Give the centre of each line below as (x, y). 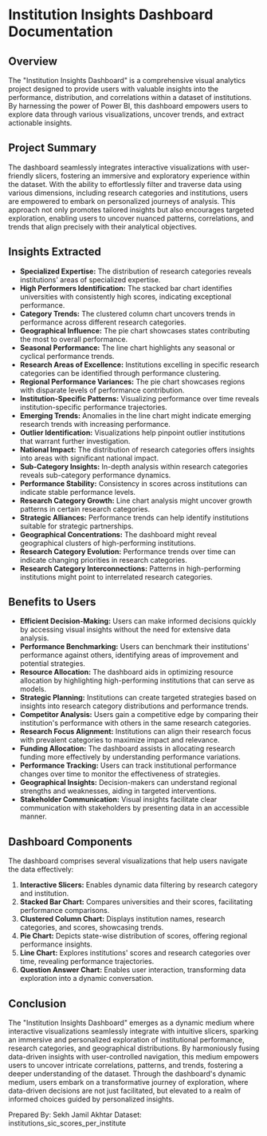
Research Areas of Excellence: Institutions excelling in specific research (139, 365)
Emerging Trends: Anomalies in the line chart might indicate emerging (135, 415)
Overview (33, 61)
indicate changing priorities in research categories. (103, 560)
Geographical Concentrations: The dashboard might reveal (118, 534)
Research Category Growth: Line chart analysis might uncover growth (136, 500)
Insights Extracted (55, 252)
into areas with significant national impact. (89, 458)
